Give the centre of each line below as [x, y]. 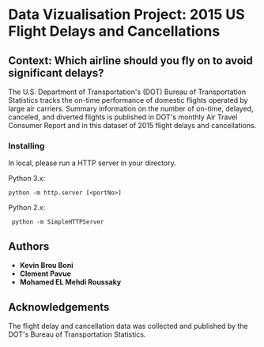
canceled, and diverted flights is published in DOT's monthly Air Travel [123, 117]
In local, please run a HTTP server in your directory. [92, 163]
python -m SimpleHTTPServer [58, 222]
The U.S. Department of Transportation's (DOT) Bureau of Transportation [127, 92]
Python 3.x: [27, 179]
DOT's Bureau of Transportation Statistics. [77, 334]
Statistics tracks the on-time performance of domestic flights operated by [128, 100]
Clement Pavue [45, 273]
